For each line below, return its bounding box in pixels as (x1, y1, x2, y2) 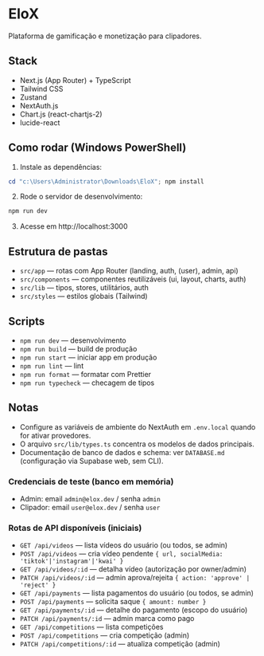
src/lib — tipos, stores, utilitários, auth (19, 283, 149, 293)
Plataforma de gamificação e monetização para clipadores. (8, 31, 202, 41)
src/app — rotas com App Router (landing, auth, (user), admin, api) (19, 266, 239, 276)
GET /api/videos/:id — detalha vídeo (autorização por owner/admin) (19, 564, 247, 574)
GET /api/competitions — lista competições (19, 623, 164, 632)
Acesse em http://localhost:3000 (19, 222, 128, 231)
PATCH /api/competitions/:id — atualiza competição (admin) (19, 639, 221, 649)
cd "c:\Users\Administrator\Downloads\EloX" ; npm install (8, 177, 204, 186)
